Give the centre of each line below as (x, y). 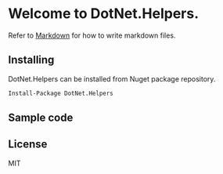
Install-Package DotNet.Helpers (61, 93)
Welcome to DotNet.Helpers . (104, 14)
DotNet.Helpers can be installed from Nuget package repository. (112, 78)
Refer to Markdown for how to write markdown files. (92, 35)
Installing (31, 60)
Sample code (41, 118)
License (28, 145)
